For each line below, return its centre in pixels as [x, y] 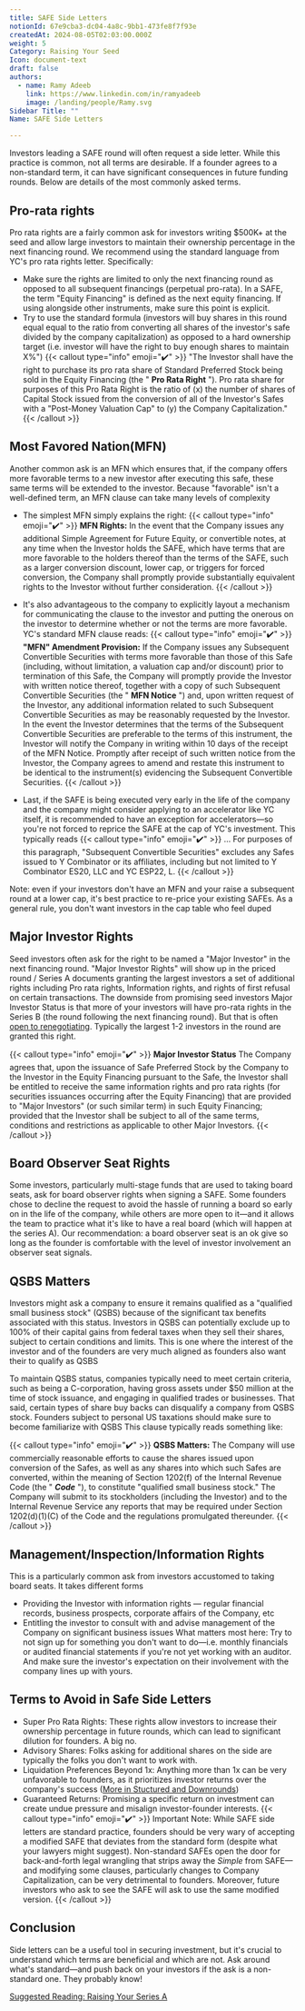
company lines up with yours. [78, 1671]
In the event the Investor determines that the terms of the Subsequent [153, 724]
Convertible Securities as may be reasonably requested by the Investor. [156, 714]
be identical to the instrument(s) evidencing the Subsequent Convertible [157, 772]
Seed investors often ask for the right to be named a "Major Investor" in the [150, 959]
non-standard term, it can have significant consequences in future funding [149, 173]
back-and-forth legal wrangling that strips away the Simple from [143, 1860]
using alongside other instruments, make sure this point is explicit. [146, 308]
